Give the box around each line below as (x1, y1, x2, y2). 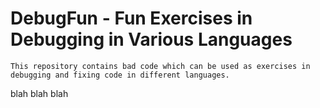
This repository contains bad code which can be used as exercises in (10, 61, 311, 71)
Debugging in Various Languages (10, 28, 293, 51)
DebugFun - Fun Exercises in (10, 7, 253, 30)
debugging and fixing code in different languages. (10, 70, 230, 80)
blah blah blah (10, 87, 69, 99)
